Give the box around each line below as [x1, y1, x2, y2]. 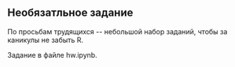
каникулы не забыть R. [7, 35, 84, 44]
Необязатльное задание [7, 6, 134, 19]
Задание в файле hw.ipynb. [7, 50, 97, 59]
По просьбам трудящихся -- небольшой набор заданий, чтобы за [7, 26, 228, 36]
